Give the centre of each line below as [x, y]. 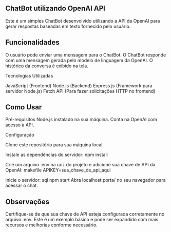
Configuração [20, 135]
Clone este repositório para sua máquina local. [55, 145]
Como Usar [24, 107]
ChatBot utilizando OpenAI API [55, 8]
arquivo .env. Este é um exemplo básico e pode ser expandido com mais [82, 220]
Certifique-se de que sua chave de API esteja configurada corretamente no [85, 214]
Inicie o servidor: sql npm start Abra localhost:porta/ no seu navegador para [85, 180]
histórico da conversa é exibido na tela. [47, 66]
